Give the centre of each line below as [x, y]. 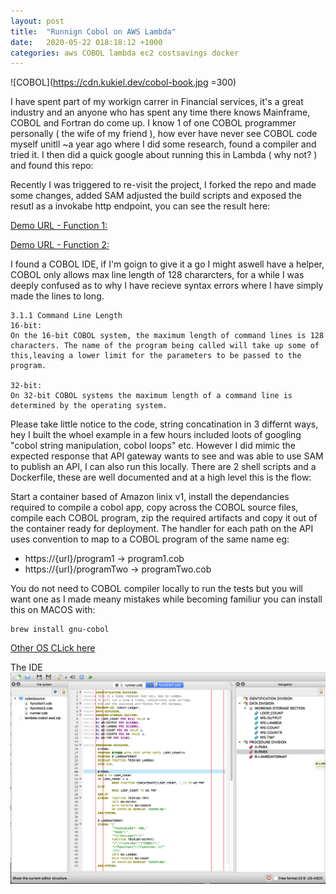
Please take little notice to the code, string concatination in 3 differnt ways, [164, 424]
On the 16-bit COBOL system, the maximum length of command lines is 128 [167, 336]
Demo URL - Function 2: [60, 245]
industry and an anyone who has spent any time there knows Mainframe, [160, 112]
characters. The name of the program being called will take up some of [165, 346]
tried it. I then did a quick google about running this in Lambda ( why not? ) [164, 155]
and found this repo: [52, 166]
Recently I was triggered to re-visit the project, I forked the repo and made [163, 185]
